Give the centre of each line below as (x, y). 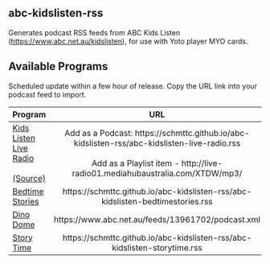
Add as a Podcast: (98, 133)
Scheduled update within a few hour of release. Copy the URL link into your (133, 86)
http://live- (202, 163)
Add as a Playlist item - (135, 163)
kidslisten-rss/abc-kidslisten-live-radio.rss (157, 142)
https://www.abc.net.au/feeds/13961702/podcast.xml (157, 219)
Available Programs (58, 66)
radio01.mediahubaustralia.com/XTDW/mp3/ (157, 173)
